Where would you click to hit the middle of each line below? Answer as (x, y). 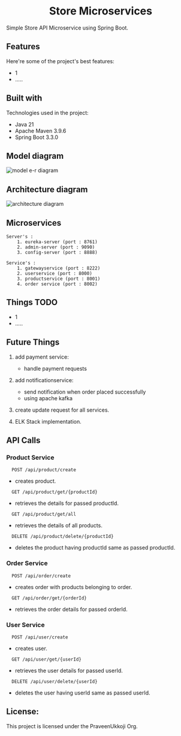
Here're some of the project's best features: (61, 61)
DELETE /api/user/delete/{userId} (55, 681)
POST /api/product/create (44, 470)
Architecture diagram (47, 189)
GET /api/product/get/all (44, 515)
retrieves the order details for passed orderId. (71, 609)
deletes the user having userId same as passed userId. (83, 693)
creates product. (35, 481)
